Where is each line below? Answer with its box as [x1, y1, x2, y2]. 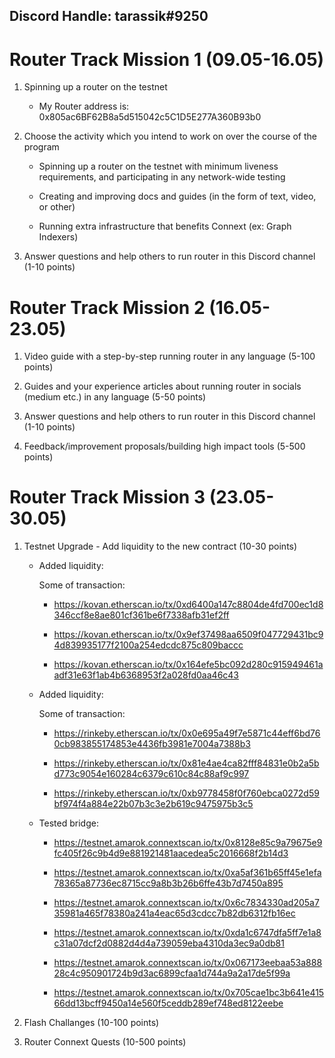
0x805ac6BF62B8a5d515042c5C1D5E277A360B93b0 [38, 111, 262, 123]
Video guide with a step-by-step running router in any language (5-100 [23, 350, 316, 363]
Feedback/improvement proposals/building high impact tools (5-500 [23, 440, 306, 453]
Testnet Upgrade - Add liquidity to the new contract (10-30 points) [23, 540, 298, 553]
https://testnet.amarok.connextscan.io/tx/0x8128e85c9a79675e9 [53, 837, 323, 849]
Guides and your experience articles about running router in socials [23, 380, 302, 393]
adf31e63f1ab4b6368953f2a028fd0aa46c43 [53, 669, 239, 681]
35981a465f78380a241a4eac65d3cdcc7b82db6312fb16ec [53, 907, 296, 919]
